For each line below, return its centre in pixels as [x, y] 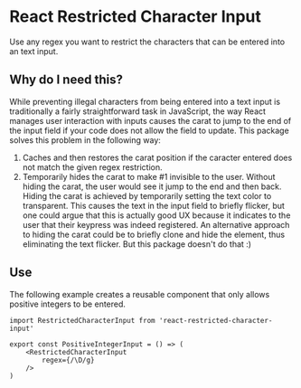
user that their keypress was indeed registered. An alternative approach [156, 224]
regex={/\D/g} [68, 360]
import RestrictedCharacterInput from [82, 320]
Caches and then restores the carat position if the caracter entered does [157, 157]
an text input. [34, 51]
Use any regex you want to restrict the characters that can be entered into [147, 42]
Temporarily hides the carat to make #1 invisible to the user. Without [149, 176]
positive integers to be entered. [68, 304]
